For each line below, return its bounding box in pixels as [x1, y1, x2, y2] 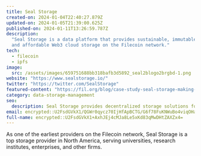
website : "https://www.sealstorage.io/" [6, 75, 109, 81]
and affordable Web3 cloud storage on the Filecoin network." [11, 42, 170, 48]
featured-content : [6, 87, 52, 93]
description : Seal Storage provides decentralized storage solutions [11, 103, 188, 109]
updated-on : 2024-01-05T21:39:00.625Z [6, 20, 103, 26]
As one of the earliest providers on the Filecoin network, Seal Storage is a [6, 131, 188, 138]
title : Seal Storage [6, 8, 58, 15]
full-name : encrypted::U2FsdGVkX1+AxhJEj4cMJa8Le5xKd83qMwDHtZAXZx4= [6, 114, 184, 120]
